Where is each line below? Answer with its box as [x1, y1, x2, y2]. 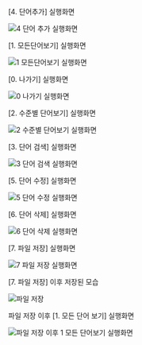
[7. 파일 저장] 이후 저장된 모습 [8, 277, 99, 286]
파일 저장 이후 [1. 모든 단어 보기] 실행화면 [8, 311, 135, 320]
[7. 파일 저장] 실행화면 [8, 243, 76, 253]
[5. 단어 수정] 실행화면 [8, 176, 77, 185]
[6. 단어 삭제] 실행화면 [8, 210, 77, 219]
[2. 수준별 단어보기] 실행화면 [8, 108, 97, 118]
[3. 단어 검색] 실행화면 [8, 142, 77, 151]
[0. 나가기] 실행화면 [8, 75, 69, 83]
